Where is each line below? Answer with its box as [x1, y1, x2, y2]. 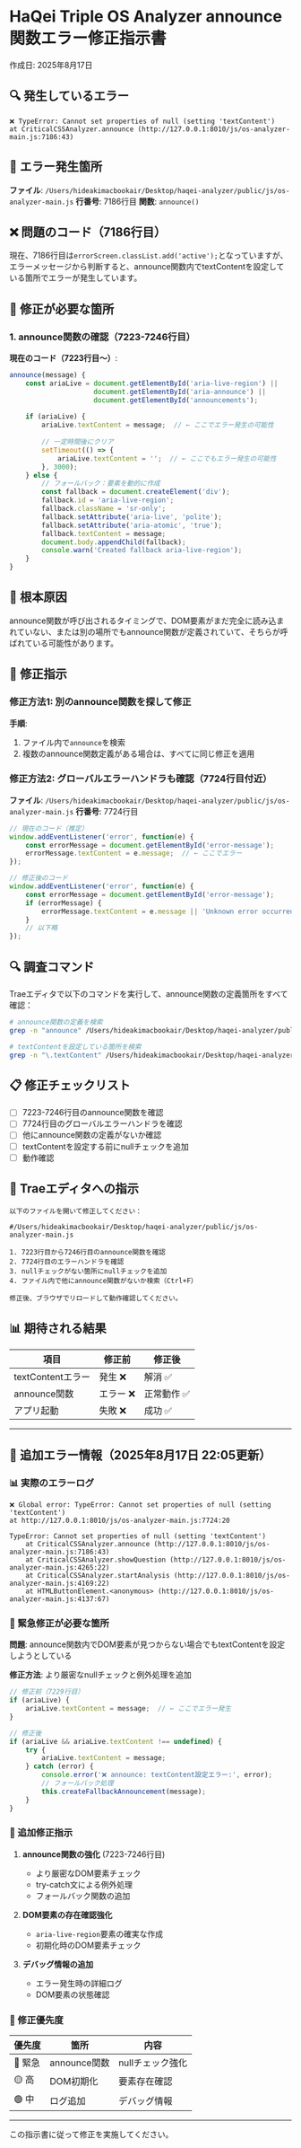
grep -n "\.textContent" [9, 1051, 102, 1060]
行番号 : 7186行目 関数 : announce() [75, 196, 200, 207]
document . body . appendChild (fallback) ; [41, 537, 186, 547]
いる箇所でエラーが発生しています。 [9, 272, 142, 284]
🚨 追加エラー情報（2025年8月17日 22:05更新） [9, 1448, 271, 1463]
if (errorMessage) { [25, 898, 102, 908]
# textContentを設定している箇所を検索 [9, 1042, 142, 1052]
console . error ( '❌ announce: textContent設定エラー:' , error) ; [41, 1771, 273, 1780]
